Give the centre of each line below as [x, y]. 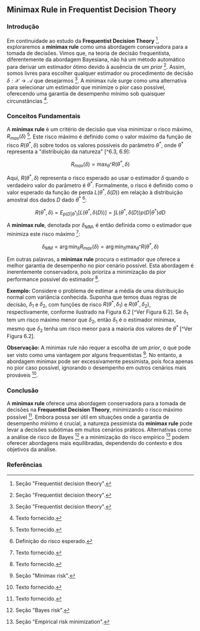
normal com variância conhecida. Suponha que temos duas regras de [92, 297]
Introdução [23, 27]
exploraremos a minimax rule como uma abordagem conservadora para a [97, 47]
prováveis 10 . [22, 374]
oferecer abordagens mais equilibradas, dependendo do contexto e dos [95, 443]
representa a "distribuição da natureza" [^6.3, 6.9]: [69, 152]
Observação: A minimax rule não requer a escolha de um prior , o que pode [99, 348]
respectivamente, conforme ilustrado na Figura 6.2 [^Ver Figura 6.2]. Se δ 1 [98, 313]
